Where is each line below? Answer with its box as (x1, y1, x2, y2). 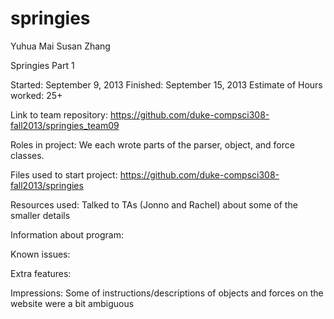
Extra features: (10, 267, 72, 279)
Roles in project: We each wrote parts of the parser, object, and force (10, 138, 295, 151)
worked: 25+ (10, 89, 63, 101)
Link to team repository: (10, 108, 108, 121)
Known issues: (10, 248, 71, 260)
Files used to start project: (10, 168, 118, 181)
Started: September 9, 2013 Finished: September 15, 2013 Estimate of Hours (10, 78, 323, 91)
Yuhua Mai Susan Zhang (10, 40, 111, 52)
